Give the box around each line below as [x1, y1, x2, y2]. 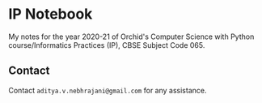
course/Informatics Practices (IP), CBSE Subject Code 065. [8, 40, 205, 49]
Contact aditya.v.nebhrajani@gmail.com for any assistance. [8, 85, 207, 95]
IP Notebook [8, 5, 93, 24]
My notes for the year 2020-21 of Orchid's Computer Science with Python [8, 32, 255, 41]
